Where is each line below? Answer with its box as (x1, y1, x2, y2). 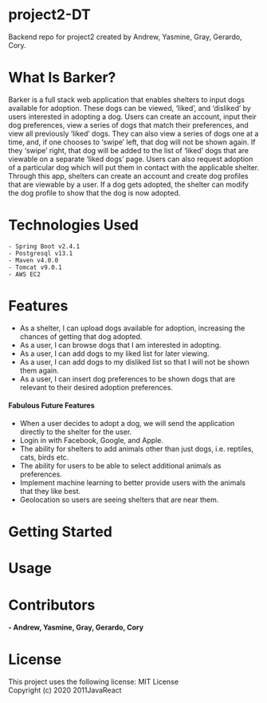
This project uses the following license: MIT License (8, 677, 179, 687)
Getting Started (8, 523, 113, 541)
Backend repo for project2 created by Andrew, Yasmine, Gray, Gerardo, (8, 32, 242, 41)
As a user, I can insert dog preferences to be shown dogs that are (19, 373, 236, 384)
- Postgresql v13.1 (8, 249, 73, 257)
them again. (19, 365, 60, 375)
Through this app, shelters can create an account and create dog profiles (8, 171, 249, 180)
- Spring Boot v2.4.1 (8, 242, 80, 251)
